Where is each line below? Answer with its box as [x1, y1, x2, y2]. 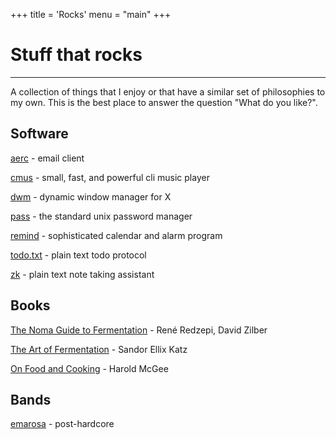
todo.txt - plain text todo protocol [10, 249, 147, 261]
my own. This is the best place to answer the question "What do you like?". [10, 96, 318, 108]
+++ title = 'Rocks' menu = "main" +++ [10, 9, 172, 20]
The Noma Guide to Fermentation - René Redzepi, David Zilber [10, 324, 268, 336]
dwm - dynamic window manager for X [10, 190, 172, 203]
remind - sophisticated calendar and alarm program [10, 229, 223, 241]
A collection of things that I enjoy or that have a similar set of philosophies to [10, 85, 326, 98]
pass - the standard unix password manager [10, 210, 193, 222]
